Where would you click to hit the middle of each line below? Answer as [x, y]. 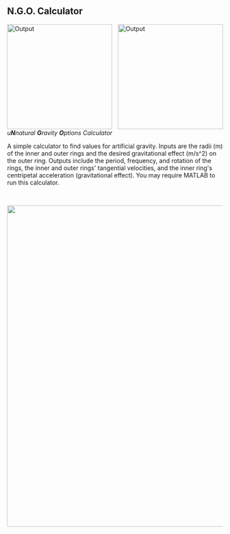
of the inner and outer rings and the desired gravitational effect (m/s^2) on [112, 153]
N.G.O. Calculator [45, 11]
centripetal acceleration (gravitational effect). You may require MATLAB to [111, 175]
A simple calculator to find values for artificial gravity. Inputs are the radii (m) [115, 146]
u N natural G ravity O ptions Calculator [60, 132]
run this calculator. [33, 182]
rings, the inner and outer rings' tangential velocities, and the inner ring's [110, 168]
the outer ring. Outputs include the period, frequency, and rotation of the [109, 160]
